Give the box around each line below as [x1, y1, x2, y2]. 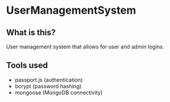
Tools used [6, 60, 48, 70]
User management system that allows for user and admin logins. [6, 43, 165, 50]
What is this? [6, 27, 56, 38]
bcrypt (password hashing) [14, 82, 82, 89]
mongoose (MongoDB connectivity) [14, 89, 103, 96]
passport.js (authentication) [14, 76, 84, 84]
